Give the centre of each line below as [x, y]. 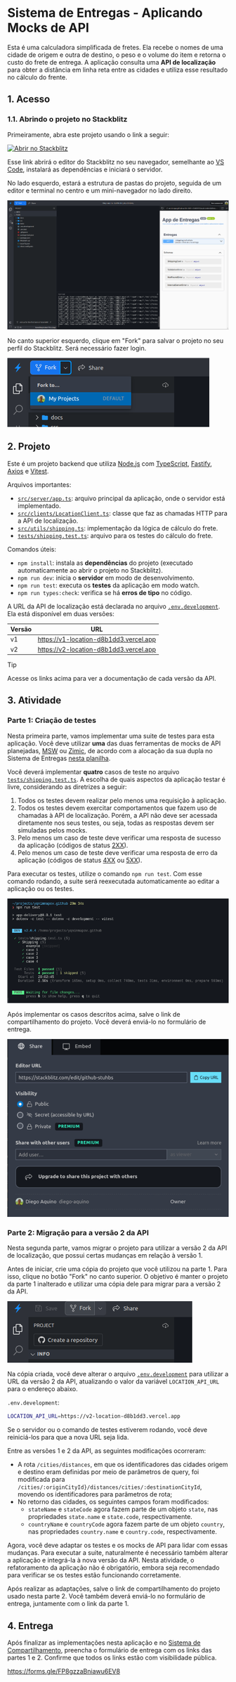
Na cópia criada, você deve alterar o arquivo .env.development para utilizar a [118, 1374]
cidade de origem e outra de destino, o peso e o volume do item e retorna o [117, 55]
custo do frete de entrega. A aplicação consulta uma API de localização [112, 62]
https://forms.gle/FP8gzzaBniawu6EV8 [64, 1671]
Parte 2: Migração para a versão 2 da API [78, 1232]
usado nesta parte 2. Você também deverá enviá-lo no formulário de [106, 1596]
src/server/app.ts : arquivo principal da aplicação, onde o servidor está [121, 498]
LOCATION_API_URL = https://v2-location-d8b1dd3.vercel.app [94, 1416]
